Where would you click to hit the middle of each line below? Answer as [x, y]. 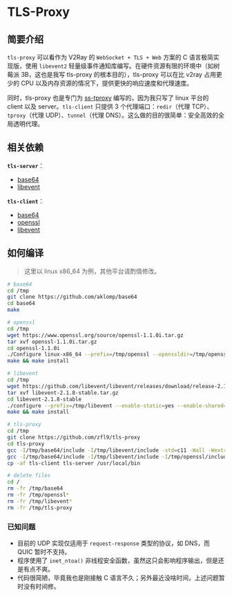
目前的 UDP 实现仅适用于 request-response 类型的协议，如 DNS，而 [114, 543]
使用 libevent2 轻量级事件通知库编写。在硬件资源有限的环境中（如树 [123, 66]
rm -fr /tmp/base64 [35, 488]
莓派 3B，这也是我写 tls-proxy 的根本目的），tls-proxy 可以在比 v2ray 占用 [112, 74]
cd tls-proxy [26, 443]
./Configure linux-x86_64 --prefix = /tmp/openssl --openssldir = [100, 355]
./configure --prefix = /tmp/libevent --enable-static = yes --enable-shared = [117, 405]
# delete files [29, 476]
